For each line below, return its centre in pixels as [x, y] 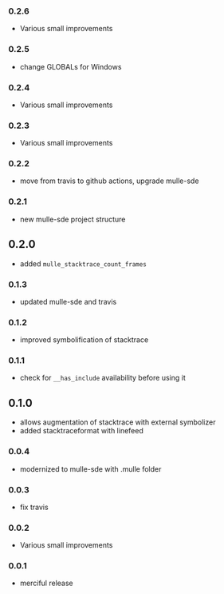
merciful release [46, 583]
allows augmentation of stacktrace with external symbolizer [118, 422]
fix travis [34, 507]
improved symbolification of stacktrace [84, 340]
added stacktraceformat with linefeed [81, 431]
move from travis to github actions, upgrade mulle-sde [109, 181]
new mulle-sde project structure [73, 219]
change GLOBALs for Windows [71, 66]
